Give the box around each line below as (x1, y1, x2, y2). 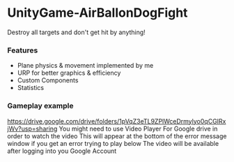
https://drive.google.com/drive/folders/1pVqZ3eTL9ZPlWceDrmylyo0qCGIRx (7, 117, 226, 125)
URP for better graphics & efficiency (17, 68, 121, 78)
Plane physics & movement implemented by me (17, 61, 154, 70)
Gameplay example (7, 101, 74, 111)
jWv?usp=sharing (7, 124, 58, 133)
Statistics (17, 84, 45, 92)
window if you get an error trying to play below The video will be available (7, 139, 219, 147)
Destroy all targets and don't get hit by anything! (7, 28, 146, 36)
